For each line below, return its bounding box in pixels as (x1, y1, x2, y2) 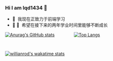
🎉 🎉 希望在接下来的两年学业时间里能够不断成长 (12, 22, 108, 28)
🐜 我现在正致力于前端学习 (12, 16, 65, 22)
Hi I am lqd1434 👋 (5, 4, 48, 11)
